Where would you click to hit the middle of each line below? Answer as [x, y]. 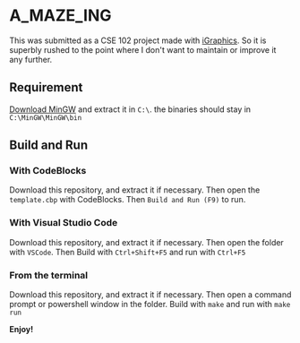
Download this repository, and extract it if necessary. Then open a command [150, 295]
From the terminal [49, 275]
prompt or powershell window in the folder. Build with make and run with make [150, 304]
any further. [31, 59]
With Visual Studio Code [64, 223]
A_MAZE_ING [60, 16]
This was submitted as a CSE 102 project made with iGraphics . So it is [138, 40]
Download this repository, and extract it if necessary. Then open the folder [146, 242]
